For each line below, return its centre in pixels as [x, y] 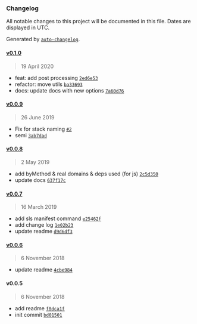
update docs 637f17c [40, 180]
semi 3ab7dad [31, 135]
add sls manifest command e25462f [58, 218]
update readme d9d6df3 [43, 232]
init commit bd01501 [38, 314]
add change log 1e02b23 [44, 225]
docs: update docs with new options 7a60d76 [69, 90]
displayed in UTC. [28, 27]
